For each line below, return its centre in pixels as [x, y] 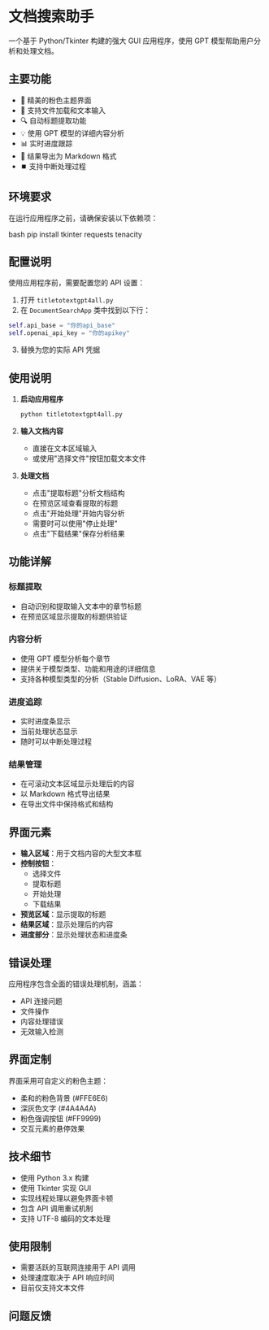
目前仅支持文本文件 [52, 1288]
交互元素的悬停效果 [52, 1128]
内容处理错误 [41, 1022]
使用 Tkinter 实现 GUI [56, 1188]
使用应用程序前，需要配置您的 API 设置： [77, 283]
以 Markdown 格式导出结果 [65, 794]
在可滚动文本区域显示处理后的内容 [77, 784]
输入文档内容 [41, 431]
